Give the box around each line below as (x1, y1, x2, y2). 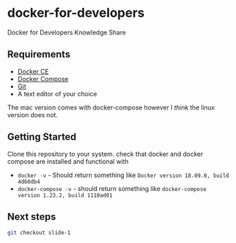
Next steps (7, 211, 56, 223)
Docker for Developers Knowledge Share (7, 28, 126, 37)
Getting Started (7, 131, 77, 143)
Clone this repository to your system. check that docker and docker (7, 150, 204, 158)
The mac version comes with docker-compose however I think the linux (7, 103, 215, 112)
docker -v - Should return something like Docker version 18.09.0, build (17, 171, 230, 179)
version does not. (7, 110, 58, 119)
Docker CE (17, 67, 49, 75)
